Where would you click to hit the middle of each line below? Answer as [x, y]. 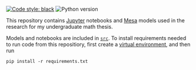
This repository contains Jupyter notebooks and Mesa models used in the [96, 20]
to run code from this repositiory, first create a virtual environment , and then [98, 44]
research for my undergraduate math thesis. [59, 27]
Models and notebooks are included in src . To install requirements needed [96, 38]
